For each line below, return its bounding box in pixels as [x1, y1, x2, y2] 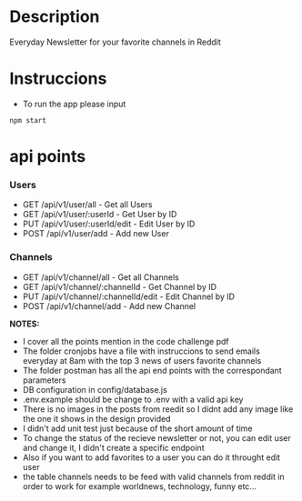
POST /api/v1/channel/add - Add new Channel [22, 300, 196, 311]
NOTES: [9, 318, 40, 329]
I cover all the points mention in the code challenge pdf [22, 336, 229, 346]
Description [9, 6, 100, 27]
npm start [9, 115, 47, 125]
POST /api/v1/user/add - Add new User [22, 228, 170, 239]
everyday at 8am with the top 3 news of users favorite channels [22, 355, 262, 366]
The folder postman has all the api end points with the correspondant [22, 365, 282, 376]
